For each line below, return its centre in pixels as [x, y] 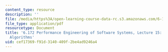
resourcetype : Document [30, 28]
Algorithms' [22, 38]
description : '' [22, 14]
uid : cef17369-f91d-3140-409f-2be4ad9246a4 [51, 42]
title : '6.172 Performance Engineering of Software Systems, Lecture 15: [84, 33]
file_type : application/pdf [34, 24]
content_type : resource [30, 10]
